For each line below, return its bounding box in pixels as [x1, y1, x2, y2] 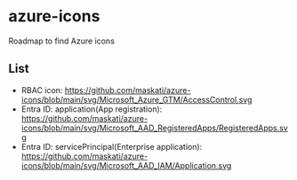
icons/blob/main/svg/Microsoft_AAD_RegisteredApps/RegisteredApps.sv [20, 122, 288, 133]
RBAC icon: [20, 84, 63, 95]
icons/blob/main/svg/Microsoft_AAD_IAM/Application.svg [20, 160, 232, 170]
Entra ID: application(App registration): [20, 104, 163, 114]
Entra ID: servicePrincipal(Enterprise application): [20, 141, 203, 152]
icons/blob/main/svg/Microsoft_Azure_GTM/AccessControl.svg [20, 94, 253, 105]
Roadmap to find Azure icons [8, 35, 115, 46]
